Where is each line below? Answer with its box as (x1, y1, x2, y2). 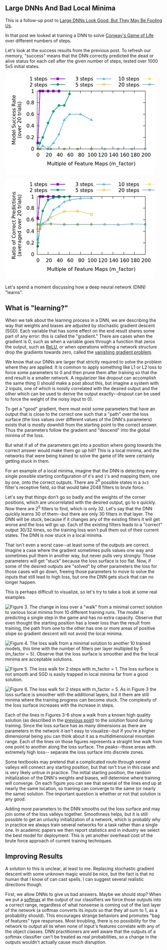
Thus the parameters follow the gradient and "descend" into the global (5, 427, 151, 433)
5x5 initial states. (5, 63, 40, 69)
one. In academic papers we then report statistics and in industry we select (5, 827, 160, 833)
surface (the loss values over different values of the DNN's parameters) (5, 416, 152, 422)
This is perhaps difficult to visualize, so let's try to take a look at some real (5, 588, 158, 595)
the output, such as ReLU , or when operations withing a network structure (5, 344, 157, 350)
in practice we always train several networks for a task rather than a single (5, 821, 158, 828)
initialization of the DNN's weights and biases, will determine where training (5, 775, 161, 781)
